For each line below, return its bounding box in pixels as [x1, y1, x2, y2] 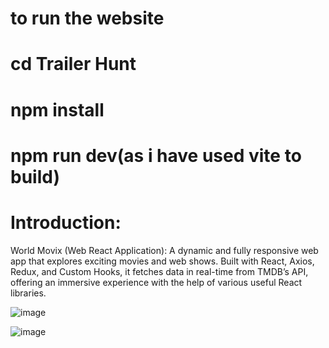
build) [10, 165, 60, 188]
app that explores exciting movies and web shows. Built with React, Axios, [10, 255, 315, 267]
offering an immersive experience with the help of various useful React [10, 276, 303, 288]
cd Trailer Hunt [10, 53, 137, 76]
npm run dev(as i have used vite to [10, 144, 302, 167]
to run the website [10, 7, 165, 30]
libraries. [10, 287, 47, 299]
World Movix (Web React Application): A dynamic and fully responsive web [10, 244, 319, 256]
